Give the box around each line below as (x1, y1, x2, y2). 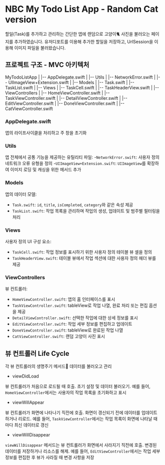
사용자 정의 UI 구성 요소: (5, 238, 52, 244)
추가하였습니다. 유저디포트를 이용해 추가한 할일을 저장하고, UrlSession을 (14, 39, 154, 44)
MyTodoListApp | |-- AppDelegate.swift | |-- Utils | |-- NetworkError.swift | (5, 74, 156, 80)
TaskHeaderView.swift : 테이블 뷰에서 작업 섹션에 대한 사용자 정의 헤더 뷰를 (12, 255, 156, 261)
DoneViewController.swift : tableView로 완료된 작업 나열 (12, 327, 123, 333)
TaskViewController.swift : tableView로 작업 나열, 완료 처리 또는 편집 (12, 302, 148, 308)
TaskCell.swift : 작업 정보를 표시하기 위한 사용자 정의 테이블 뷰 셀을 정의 (12, 249, 152, 255)
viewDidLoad (12, 373, 39, 379)
